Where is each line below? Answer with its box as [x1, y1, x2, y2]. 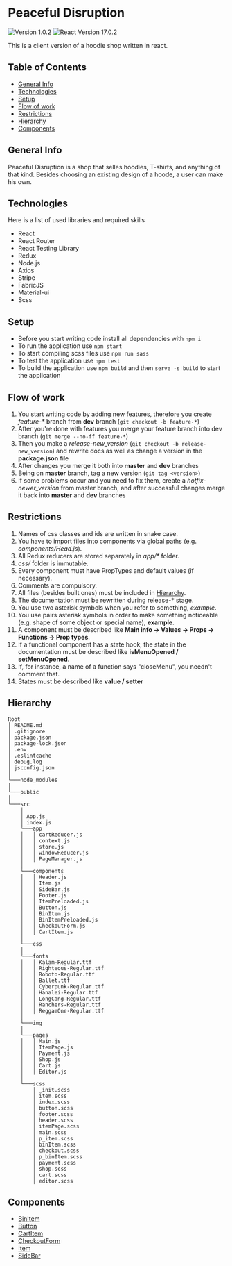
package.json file [17, 454, 69, 463]
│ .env [8, 746, 27, 753]
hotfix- [187, 476, 206, 484]
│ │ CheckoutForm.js [20, 922, 86, 929]
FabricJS [17, 281, 44, 290]
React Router [17, 237, 55, 245]
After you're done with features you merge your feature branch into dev [17, 425, 222, 433]
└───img [20, 1019, 42, 1026]
